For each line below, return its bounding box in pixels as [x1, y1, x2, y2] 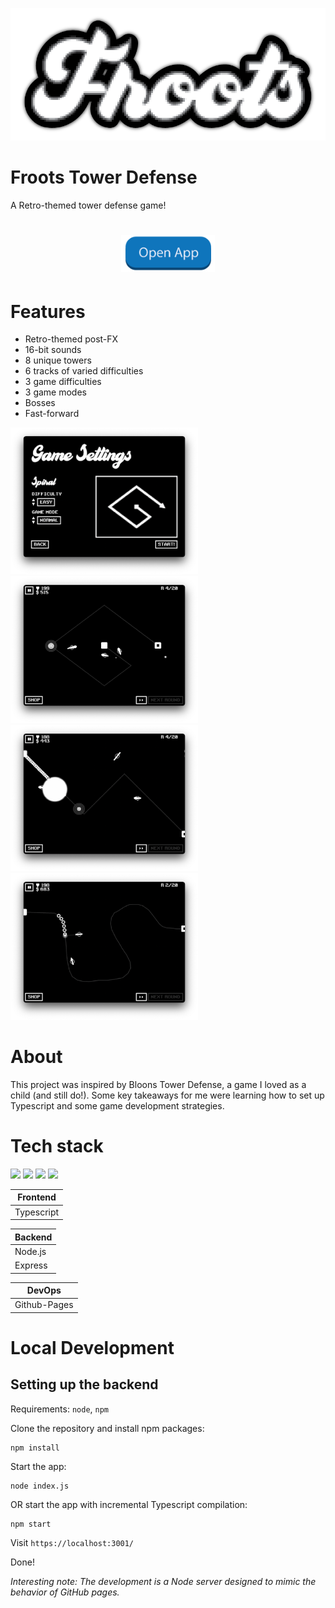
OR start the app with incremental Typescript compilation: [10, 1498, 248, 1510]
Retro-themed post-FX [24, 333, 119, 345]
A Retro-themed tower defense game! [10, 199, 167, 211]
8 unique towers [24, 354, 92, 367]
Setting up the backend [10, 1376, 159, 1393]
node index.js [10, 1481, 70, 1491]
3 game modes [24, 386, 87, 398]
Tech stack [10, 1135, 104, 1158]
